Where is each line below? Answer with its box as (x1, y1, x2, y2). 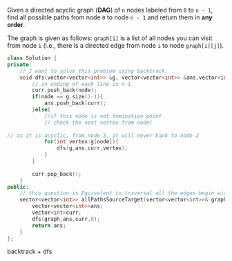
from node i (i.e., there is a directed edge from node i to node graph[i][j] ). (7, 42, 224, 49)
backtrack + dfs (7, 247, 52, 255)
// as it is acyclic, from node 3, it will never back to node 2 (7, 132, 199, 139)
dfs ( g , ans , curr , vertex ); (56, 145, 128, 152)
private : (7, 61, 32, 68)
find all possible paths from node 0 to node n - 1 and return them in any (7, 13, 213, 21)
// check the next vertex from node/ (43, 119, 153, 126)
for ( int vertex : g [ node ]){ (43, 138, 119, 145)
